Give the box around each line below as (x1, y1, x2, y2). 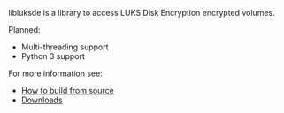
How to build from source (20, 86, 114, 95)
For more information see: (8, 68, 103, 79)
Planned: (8, 25, 41, 34)
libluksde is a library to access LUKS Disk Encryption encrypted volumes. (8, 8, 275, 18)
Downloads (20, 94, 63, 105)
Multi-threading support (20, 41, 109, 52)
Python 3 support (20, 51, 86, 61)
